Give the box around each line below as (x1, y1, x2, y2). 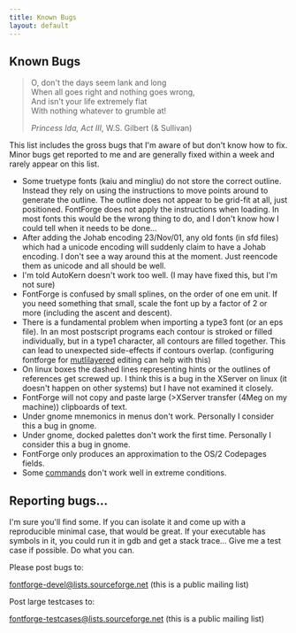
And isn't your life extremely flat (30, 96, 148, 107)
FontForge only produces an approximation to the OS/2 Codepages (21, 449, 267, 459)
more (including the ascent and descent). (21, 307, 172, 319)
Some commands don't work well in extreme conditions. (21, 467, 227, 478)
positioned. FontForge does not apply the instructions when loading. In (21, 205, 280, 215)
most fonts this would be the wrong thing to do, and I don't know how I (21, 213, 280, 224)
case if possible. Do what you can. (9, 545, 135, 556)
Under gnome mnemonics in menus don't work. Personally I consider (21, 411, 275, 421)
